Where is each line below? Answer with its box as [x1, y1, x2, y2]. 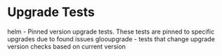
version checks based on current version [7, 42, 126, 50]
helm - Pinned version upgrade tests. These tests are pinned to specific [7, 27, 215, 36]
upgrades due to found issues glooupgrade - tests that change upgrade [7, 34, 216, 43]
